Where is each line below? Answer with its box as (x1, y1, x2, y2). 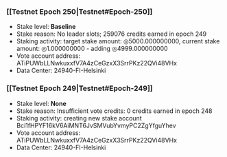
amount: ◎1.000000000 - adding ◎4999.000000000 (16, 45, 169, 53)
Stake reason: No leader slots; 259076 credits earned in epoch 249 (16, 30, 207, 38)
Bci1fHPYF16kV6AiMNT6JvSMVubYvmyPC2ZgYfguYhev (16, 121, 176, 129)
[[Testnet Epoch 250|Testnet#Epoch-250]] (6, 7, 153, 17)
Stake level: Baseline (16, 23, 76, 31)
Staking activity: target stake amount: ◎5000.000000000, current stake (16, 37, 220, 45)
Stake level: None (16, 99, 67, 107)
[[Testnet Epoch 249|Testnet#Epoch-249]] (6, 83, 153, 93)
